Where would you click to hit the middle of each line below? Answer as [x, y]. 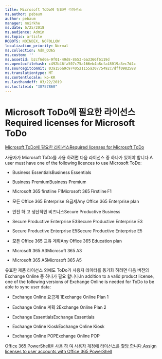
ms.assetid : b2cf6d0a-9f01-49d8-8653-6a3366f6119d [57, 59]
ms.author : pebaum [24, 14]
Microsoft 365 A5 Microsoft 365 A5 [47, 260]
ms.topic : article [24, 37]
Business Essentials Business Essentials [52, 172]
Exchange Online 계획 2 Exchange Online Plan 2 [59, 307]
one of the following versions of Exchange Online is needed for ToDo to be [80, 282]
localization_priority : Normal [37, 46]
